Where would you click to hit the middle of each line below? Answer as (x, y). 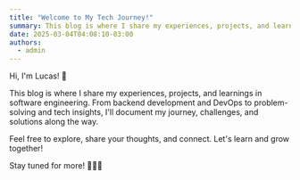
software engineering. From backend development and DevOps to (131, 102)
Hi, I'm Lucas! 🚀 (38, 76)
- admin (32, 51)
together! (26, 149)
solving (23, 112)
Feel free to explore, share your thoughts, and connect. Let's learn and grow (150, 139)
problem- (271, 102)
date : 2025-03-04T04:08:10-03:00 (71, 34)
